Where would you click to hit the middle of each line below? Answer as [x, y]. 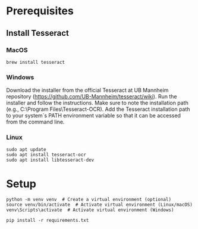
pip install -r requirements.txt [48, 221]
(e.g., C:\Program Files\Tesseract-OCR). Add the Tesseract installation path [98, 109]
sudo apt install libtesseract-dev [50, 160]
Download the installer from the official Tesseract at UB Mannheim [87, 90]
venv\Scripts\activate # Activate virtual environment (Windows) [90, 210]
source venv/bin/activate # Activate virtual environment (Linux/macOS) [100, 205]
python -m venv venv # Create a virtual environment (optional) [89, 200]
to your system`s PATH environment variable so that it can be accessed [94, 116]
